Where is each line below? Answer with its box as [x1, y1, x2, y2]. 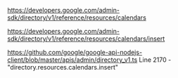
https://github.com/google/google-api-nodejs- [7, 48, 143, 56]
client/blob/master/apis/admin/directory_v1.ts [7, 56, 138, 64]
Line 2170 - [139, 56, 172, 64]
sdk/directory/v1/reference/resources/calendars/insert [7, 34, 165, 43]
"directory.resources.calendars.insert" [7, 63, 118, 71]
